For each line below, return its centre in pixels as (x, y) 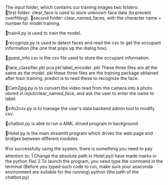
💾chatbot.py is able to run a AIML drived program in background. (72, 123)
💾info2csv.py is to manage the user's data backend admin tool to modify (80, 108)
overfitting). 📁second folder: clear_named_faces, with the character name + (83, 18)
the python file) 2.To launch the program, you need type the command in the (84, 161)
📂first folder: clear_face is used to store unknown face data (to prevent (78, 13)
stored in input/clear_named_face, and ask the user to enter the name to (80, 93)
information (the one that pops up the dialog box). (57, 48)
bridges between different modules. (42, 138)
